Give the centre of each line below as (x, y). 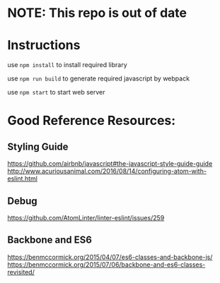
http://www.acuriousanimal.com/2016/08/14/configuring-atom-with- (107, 171)
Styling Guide (38, 146)
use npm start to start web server (56, 92)
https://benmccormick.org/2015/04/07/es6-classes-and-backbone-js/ (110, 257)
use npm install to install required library (67, 65)
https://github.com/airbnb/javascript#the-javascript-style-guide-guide (110, 164)
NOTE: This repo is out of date (97, 13)
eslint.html (22, 179)
